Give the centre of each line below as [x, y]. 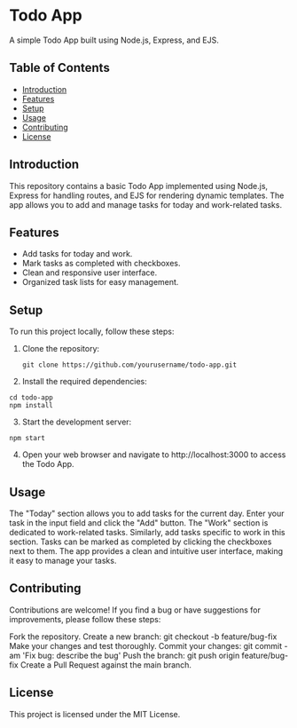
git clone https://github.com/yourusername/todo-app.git [129, 365]
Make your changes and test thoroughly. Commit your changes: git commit [146, 645]
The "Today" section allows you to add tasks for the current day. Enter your [147, 513]
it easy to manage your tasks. [63, 561]
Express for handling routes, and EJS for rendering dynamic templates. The [147, 195]
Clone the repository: [61, 349]
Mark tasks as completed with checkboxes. [101, 264]
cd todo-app [31, 398]
